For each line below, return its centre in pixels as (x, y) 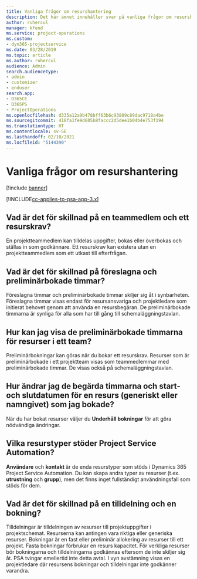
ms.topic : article (28, 55)
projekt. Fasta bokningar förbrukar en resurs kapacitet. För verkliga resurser (98, 546)
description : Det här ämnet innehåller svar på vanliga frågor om (89, 17)
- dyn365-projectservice (36, 45)
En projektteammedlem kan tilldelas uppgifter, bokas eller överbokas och (94, 241)
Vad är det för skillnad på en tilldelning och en (91, 504)
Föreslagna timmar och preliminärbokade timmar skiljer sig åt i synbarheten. (98, 295)
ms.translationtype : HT (35, 126)
